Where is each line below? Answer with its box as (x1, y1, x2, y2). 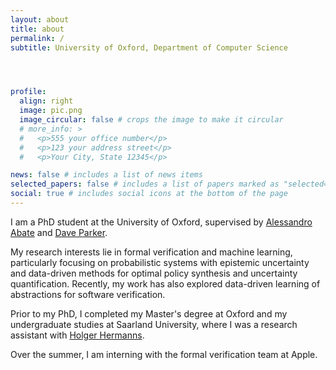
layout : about (10, 14, 70, 25)
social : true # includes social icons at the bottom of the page (10, 189, 288, 199)
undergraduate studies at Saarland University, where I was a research (10, 318, 298, 330)
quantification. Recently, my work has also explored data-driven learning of (10, 277, 321, 290)
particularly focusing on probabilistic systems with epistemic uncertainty (10, 256, 310, 268)
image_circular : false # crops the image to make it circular (19, 115, 284, 125)
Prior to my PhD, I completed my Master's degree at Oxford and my (10, 307, 288, 320)
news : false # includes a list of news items (10, 170, 203, 180)
